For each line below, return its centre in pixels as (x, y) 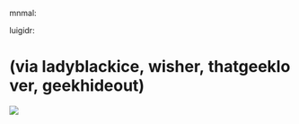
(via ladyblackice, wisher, (107, 67)
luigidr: (22, 30)
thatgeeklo (249, 67)
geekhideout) (93, 86)
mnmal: (23, 13)
